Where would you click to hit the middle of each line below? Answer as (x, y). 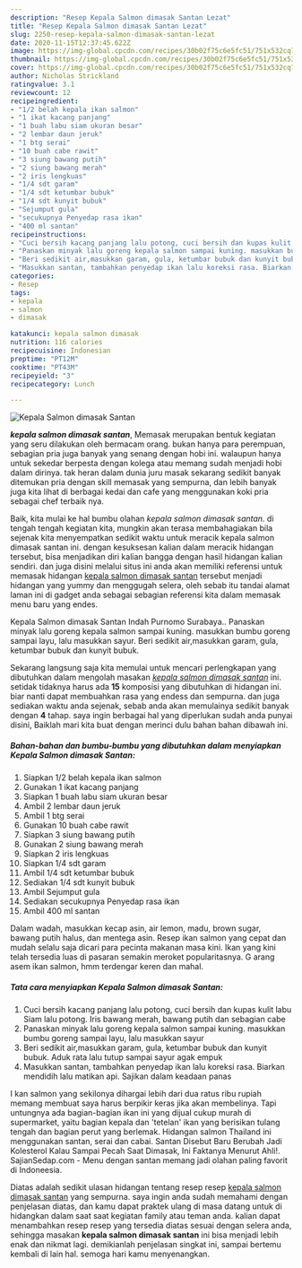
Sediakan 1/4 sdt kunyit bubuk (79, 882)
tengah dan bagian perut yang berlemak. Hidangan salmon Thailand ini (141, 1132)
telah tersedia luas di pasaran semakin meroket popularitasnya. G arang (142, 957)
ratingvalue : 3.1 (43, 84)
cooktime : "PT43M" (44, 367)
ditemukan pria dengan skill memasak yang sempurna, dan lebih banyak (143, 482)
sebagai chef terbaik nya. (57, 501)
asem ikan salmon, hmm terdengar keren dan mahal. (107, 967)
